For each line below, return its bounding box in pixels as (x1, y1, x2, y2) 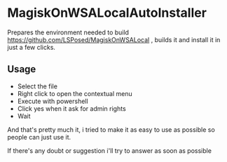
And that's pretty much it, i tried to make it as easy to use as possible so (7, 125, 215, 134)
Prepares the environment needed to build (7, 28, 130, 36)
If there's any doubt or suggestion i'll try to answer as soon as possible (7, 146, 212, 155)
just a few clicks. (7, 43, 56, 51)
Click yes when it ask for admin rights (17, 104, 126, 113)
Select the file (17, 82, 58, 90)
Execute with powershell (17, 97, 89, 105)
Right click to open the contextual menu (17, 89, 132, 97)
